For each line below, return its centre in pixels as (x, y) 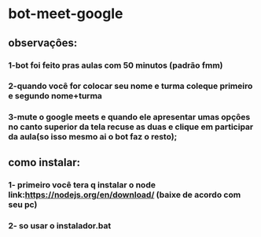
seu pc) (23, 204)
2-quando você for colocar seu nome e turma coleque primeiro (130, 86)
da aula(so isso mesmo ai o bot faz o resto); (93, 137)
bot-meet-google (66, 14)
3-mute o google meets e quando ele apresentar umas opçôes (129, 117)
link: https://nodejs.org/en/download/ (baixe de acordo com (125, 194)
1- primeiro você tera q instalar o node (82, 184)
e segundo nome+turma (55, 96)
